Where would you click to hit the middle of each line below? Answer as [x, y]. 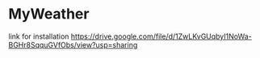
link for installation [39, 36]
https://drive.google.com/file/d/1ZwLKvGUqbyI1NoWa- [161, 36]
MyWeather [49, 14]
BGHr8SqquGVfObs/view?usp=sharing [73, 44]
